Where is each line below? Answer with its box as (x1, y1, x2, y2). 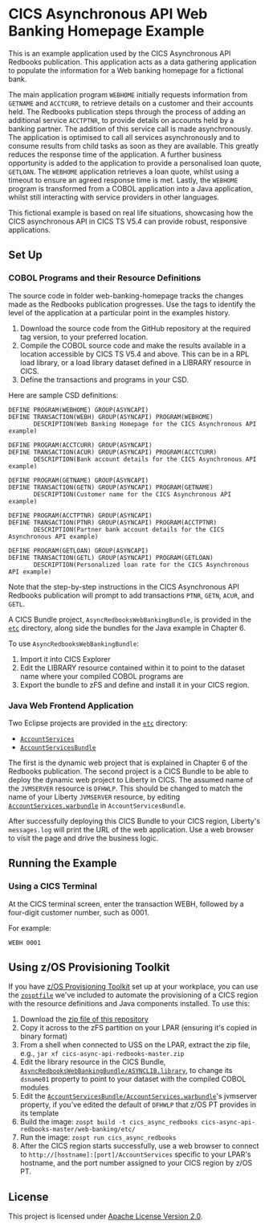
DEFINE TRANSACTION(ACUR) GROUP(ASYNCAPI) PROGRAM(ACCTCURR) (8, 448, 218, 456)
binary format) (19, 1031, 68, 1042)
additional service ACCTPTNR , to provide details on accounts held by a (8, 115, 234, 125)
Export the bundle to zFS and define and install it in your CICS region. (19, 680, 250, 689)
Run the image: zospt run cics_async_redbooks (19, 1132, 177, 1142)
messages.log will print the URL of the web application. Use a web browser (8, 824, 255, 834)
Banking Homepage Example (8, 22, 205, 40)
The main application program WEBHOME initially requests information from (8, 89, 248, 99)
